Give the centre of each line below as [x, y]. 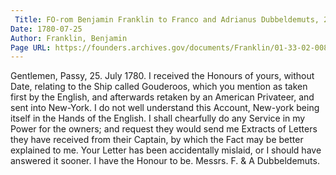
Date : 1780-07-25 [46, 29]
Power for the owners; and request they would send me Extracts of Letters [164, 129]
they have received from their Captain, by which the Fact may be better [157, 140]
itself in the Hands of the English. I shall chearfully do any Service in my [158, 118]
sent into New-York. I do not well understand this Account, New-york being [165, 108]
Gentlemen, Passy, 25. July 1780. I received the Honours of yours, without [162, 76]
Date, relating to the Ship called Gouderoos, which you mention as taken [159, 87]
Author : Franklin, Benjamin [69, 38]
